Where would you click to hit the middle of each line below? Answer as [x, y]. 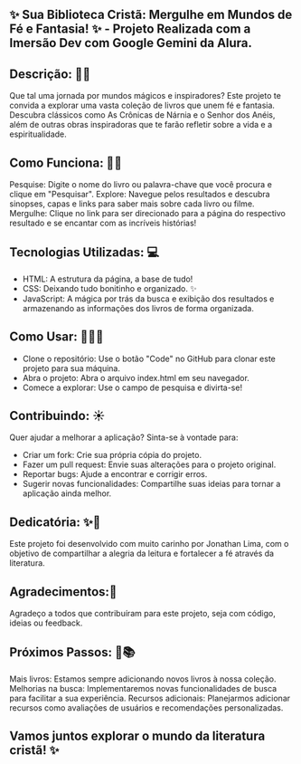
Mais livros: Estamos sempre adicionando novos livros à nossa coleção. [143, 679]
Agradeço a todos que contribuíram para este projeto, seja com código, [142, 614]
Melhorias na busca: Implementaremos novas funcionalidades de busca [143, 688]
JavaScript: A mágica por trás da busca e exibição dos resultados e [148, 299]
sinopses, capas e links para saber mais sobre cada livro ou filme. [132, 204]
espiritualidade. [38, 134]
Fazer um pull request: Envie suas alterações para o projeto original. [149, 464]
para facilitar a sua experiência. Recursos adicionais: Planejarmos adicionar [150, 698]
